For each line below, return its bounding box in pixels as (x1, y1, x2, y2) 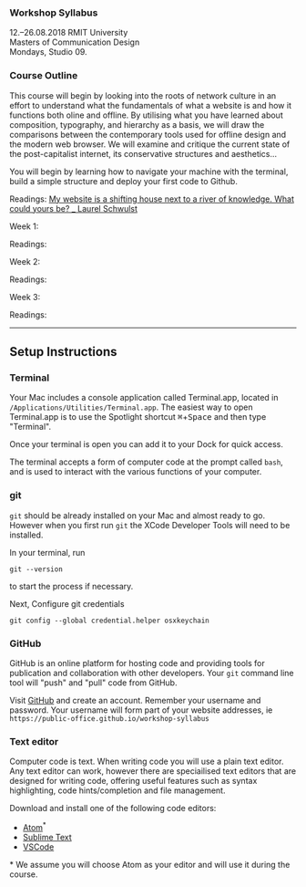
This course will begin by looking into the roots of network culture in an (9, 89, 277, 101)
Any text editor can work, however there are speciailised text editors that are (9, 766, 297, 777)
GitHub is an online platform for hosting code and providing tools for (9, 657, 266, 668)
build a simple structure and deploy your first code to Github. (9, 175, 239, 186)
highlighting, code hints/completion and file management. (9, 785, 226, 796)
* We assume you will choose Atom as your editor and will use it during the (9, 859, 291, 870)
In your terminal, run (9, 547, 86, 558)
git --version (9, 564, 64, 574)
